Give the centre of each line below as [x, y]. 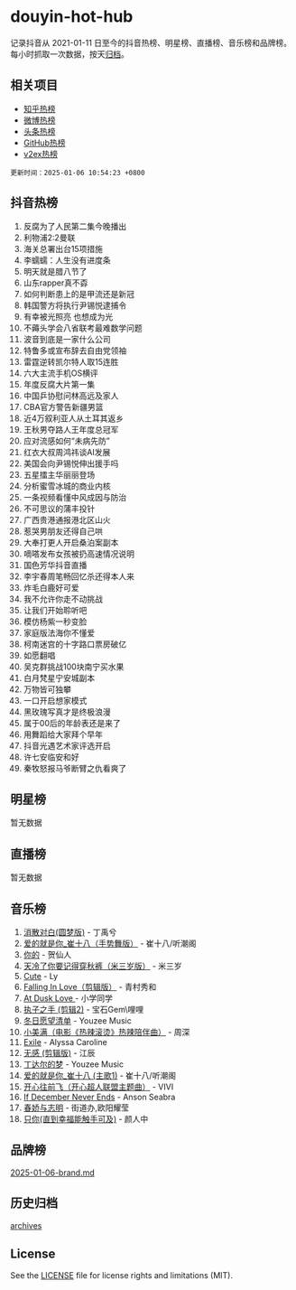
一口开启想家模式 [55, 700]
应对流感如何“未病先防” [67, 441]
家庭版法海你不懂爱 [59, 632]
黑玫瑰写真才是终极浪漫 [67, 712]
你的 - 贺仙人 [47, 954]
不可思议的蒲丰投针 [59, 509]
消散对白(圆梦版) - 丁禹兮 [70, 932]
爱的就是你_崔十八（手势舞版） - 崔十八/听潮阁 [110, 943]
